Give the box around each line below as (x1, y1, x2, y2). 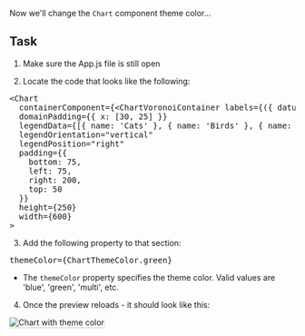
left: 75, (28, 165, 73, 176)
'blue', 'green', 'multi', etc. (22, 282, 120, 292)
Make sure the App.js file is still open (22, 58, 161, 69)
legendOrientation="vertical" (18, 129, 153, 140)
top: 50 (28, 183, 63, 194)
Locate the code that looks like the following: (22, 75, 191, 86)
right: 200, (28, 174, 82, 185)
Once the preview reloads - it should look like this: (22, 299, 211, 310)
